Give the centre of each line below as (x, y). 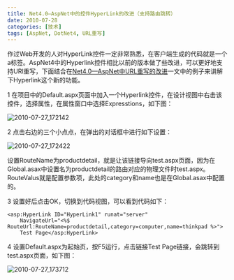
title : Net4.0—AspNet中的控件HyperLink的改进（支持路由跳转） (92, 14)
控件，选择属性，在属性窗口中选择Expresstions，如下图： (90, 104)
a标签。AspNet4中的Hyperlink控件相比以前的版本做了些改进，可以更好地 (112, 63)
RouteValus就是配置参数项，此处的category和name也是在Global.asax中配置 (116, 178)
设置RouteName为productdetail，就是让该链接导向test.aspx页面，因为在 (111, 161)
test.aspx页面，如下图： (42, 256)
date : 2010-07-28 (32, 20)
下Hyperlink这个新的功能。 (46, 80)
